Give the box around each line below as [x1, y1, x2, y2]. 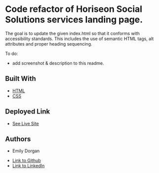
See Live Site [12, 120, 40, 126]
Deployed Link [5, 108, 50, 116]
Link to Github [12, 158, 41, 164]
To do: [5, 51, 18, 57]
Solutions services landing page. [5, 14, 143, 25]
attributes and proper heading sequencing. [5, 41, 92, 47]
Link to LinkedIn [12, 163, 45, 169]
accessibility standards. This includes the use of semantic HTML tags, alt [5, 36, 154, 42]
